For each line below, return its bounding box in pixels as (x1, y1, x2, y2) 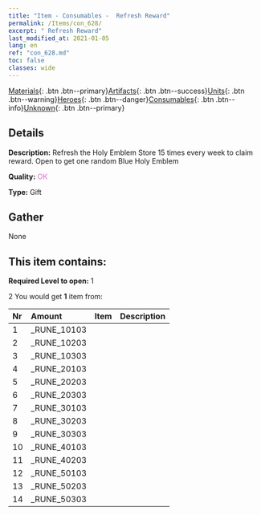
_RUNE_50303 (31, 494, 87, 505)
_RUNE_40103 (31, 442, 87, 453)
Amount (31, 310, 63, 322)
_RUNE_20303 (31, 390, 87, 401)
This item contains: (8, 254, 107, 269)
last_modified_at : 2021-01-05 (8, 34, 110, 43)
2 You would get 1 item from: (8, 292, 103, 302)
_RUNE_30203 (31, 416, 87, 427)
